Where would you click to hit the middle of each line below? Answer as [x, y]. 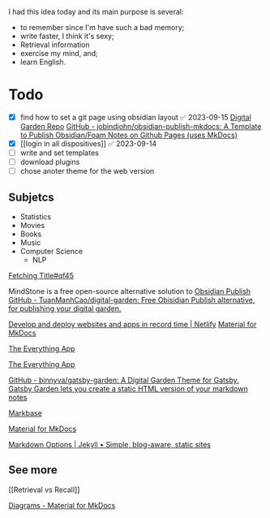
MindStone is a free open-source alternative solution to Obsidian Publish [130, 291]
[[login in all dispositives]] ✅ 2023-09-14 [88, 144]
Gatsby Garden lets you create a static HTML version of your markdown [129, 389]
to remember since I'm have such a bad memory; [102, 27]
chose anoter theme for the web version [87, 171]
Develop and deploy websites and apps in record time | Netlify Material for [133, 325]
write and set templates [59, 153]
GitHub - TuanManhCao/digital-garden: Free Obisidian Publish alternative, [132, 300]
